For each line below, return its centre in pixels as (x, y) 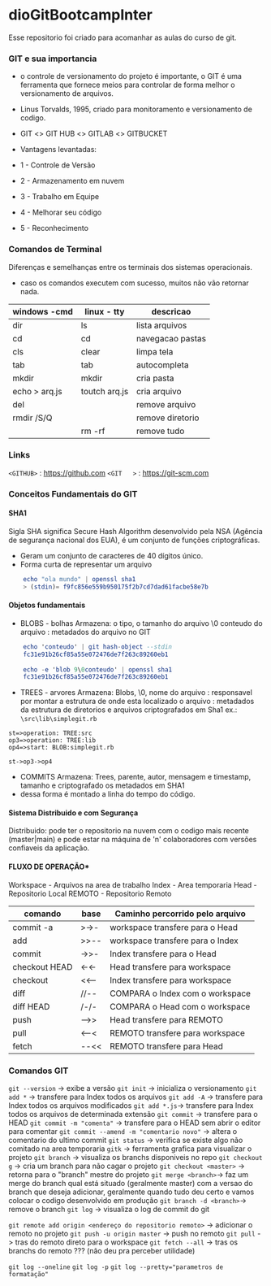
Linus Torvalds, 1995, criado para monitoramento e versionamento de (136, 109)
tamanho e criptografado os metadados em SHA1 (102, 785)
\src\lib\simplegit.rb (58, 719)
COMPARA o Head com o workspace (180, 1006)
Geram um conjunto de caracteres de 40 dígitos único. (112, 555)
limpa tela (155, 351)
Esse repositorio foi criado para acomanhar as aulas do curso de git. (123, 37)
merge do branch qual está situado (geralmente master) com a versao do (131, 1183)
